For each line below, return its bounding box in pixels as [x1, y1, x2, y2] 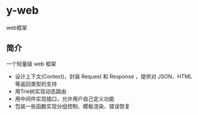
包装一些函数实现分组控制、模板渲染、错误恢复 [14, 102, 130, 110]
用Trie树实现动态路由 [14, 88, 67, 95]
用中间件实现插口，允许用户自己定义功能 [14, 95, 115, 102]
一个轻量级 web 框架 [6, 60, 57, 67]
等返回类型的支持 [14, 80, 57, 87]
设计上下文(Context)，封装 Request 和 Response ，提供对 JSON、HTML [14, 73, 193, 80]
